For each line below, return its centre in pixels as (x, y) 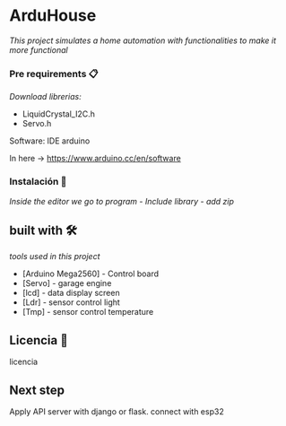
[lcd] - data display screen (71, 293)
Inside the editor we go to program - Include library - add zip (122, 201)
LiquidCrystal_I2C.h (59, 114)
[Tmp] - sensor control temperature (88, 312)
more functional (39, 49)
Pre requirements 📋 (54, 74)
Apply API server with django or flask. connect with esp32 (117, 411)
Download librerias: (46, 97)
